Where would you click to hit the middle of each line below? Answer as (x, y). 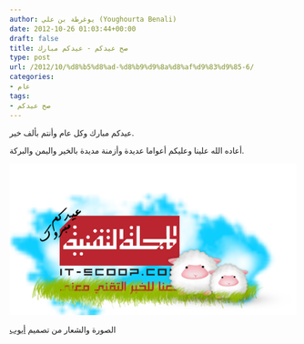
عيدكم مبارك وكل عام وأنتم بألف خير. (72, 133)
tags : (20, 96)
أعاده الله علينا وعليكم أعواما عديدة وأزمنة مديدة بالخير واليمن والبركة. (127, 150)
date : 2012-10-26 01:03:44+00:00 (73, 29)
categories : (32, 77)
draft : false (34, 38)
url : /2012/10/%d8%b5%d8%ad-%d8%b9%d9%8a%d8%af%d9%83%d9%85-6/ (132, 67)
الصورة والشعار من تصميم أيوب (63, 330)
